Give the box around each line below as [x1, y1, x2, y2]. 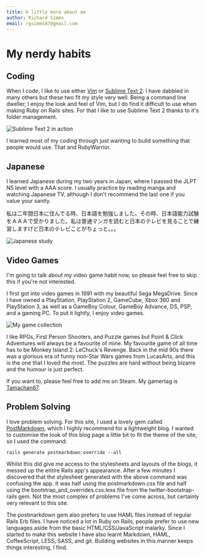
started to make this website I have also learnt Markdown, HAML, [6, 531, 171, 538]
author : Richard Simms [6, 15, 64, 21]
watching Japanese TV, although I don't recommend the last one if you [6, 191, 185, 198]
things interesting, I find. [6, 544, 68, 551]
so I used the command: [6, 438, 67, 445]
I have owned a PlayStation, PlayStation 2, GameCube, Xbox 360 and [6, 297, 181, 303]
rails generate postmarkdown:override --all [6, 449, 122, 455]
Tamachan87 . [6, 384, 40, 391]
